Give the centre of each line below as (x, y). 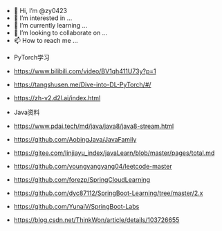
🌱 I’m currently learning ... (50, 25)
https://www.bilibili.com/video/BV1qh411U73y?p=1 (85, 71)
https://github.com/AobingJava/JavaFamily (75, 139)
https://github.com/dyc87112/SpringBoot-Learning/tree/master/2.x (108, 193)
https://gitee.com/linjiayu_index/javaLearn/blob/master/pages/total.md (114, 153)
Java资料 (27, 112)
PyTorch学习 (31, 57)
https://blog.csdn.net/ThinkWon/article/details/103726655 (96, 220)
